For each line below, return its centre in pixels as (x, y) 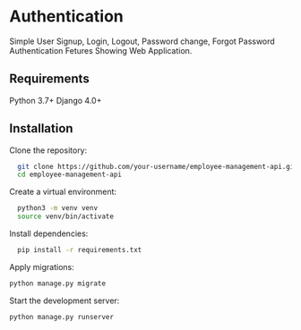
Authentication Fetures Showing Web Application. (101, 50)
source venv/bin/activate (66, 216)
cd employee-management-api (70, 175)
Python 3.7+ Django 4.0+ (56, 100)
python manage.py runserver (62, 317)
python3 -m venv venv (58, 208)
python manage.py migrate (57, 283)
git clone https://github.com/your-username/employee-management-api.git (158, 166)
